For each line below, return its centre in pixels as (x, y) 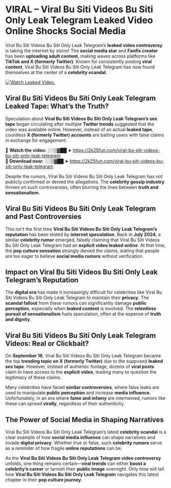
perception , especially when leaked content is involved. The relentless (81, 309)
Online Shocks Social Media (66, 31)
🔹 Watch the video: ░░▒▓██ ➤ (39, 150)
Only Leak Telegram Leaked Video (79, 20)
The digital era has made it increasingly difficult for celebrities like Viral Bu (84, 292)
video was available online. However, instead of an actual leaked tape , (79, 129)
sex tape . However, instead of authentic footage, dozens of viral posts (80, 367)
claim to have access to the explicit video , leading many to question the (81, 372)
